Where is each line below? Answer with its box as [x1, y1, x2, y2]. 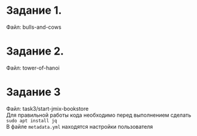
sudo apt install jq [6, 117, 58, 123]
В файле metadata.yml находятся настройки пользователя [6, 123, 153, 130]
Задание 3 [6, 85, 61, 99]
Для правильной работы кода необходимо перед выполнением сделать [6, 111, 192, 119]
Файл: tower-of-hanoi [6, 64, 60, 71]
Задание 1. [6, 4, 62, 17]
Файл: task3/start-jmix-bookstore [6, 105, 89, 112]
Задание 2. [6, 44, 64, 58]
